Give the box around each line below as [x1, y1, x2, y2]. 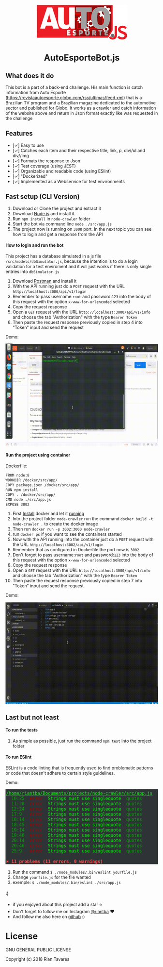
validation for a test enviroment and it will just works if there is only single [5, 263, 152, 269]
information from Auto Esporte [5, 90, 66, 95]
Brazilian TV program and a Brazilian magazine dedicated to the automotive [5, 100, 156, 105]
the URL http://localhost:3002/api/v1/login [12, 542, 104, 547]
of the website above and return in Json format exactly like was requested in [5, 110, 158, 116]
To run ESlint [5, 754, 32, 760]
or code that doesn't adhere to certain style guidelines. [5, 770, 115, 776]
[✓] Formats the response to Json [12, 158, 80, 164]
